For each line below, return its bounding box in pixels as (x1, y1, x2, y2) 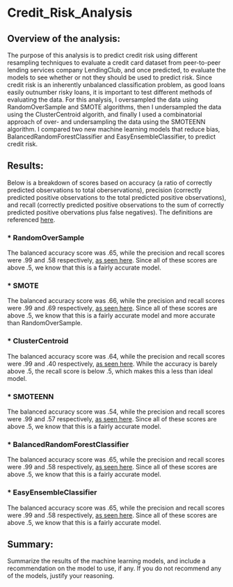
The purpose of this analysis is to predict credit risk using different (7, 51, 198, 59)
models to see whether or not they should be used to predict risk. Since (7, 73, 212, 81)
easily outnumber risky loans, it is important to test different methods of (7, 88, 213, 96)
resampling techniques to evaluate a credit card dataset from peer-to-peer (7, 58, 221, 67)
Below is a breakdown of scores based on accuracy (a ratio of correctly (7, 178, 212, 187)
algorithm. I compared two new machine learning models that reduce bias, (7, 125, 220, 133)
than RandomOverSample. (7, 319, 83, 327)
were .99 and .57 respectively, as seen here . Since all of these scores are (7, 415, 217, 423)
